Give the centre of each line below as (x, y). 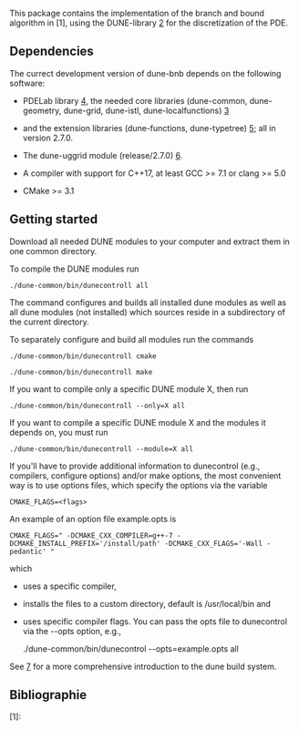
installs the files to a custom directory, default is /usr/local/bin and (147, 603)
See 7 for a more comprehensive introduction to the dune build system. (143, 666)
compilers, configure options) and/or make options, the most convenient (145, 475)
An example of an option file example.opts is (93, 519)
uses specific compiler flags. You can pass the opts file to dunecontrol (155, 621)
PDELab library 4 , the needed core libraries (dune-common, (135, 100)
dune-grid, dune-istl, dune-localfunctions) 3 (146, 110)
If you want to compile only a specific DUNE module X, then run (129, 389)
